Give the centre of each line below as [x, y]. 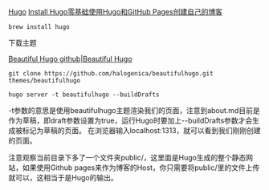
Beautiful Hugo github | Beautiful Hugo [70, 59]
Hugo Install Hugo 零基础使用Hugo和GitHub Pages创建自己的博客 [116, 12]
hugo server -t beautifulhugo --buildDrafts [84, 95]
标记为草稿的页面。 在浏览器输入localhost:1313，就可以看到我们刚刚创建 [141, 130]
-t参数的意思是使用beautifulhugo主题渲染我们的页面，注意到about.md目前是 [134, 110]
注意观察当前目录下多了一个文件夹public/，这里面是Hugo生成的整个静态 [127, 158]
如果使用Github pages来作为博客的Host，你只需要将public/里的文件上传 [141, 168]
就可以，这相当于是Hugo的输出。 [63, 178]
